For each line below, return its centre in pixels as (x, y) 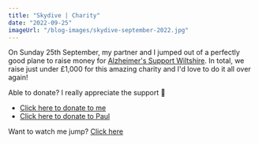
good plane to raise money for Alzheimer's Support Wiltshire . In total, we (126, 61)
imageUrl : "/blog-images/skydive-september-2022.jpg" (99, 30)
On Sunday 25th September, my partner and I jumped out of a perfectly (124, 53)
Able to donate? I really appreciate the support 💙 (87, 93)
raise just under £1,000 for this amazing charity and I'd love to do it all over (129, 69)
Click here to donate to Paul (65, 116)
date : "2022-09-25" (40, 23)
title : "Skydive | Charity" (54, 15)
